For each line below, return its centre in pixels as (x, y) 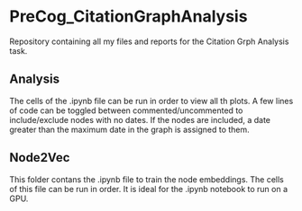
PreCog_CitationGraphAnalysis (128, 17)
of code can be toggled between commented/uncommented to (126, 110)
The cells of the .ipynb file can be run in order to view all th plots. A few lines (151, 101)
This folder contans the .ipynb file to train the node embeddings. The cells (146, 179)
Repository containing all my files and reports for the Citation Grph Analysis (149, 41)
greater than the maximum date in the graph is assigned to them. (129, 129)
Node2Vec (40, 158)
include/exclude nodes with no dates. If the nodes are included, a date (140, 119)
